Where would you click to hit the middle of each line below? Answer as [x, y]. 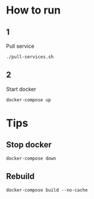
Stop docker [29, 145]
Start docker [21, 89]
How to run [33, 10]
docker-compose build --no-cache [47, 190]
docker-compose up [28, 100]
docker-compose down [31, 158]
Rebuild [20, 176]
